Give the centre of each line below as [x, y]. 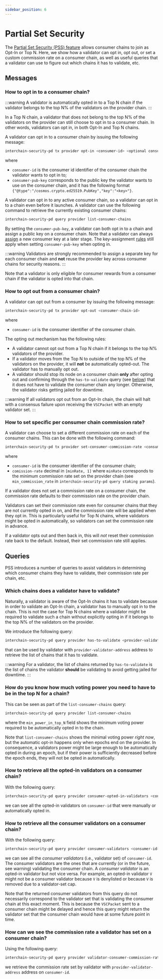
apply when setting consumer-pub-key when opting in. [58, 244]
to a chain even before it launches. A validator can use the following [73, 205]
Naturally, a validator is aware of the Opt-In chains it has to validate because [81, 601]
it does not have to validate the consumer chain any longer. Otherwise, [83, 385]
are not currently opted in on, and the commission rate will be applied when [81, 510]
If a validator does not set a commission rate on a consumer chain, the [75, 491]
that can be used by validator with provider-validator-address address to [79, 650]
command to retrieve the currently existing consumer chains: [66, 211]
